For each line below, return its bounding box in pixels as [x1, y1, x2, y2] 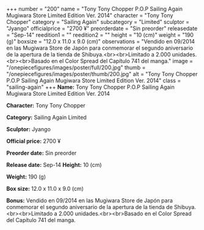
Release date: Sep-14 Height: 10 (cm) [6, 161, 102, 168]
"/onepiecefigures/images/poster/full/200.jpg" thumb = [6, 64, 146, 71]
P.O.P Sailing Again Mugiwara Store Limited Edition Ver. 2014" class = [6, 77, 181, 84]
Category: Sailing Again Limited [6, 113, 87, 121]
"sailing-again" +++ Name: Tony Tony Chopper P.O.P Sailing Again [6, 83, 175, 91]
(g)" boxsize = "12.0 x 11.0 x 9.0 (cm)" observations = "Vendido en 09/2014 [6, 38, 195, 45]
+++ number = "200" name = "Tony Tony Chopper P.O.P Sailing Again [6, 6, 183, 12]
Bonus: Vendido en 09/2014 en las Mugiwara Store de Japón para [6, 197, 173, 204]
